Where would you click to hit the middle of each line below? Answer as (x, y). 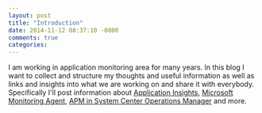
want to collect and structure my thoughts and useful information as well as (131, 76)
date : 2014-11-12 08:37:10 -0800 (64, 30)
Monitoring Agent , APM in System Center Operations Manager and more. (128, 101)
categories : (28, 45)
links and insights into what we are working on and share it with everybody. (131, 85)
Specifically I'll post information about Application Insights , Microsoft (121, 92)
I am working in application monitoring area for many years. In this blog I (126, 67)
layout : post (30, 15)
